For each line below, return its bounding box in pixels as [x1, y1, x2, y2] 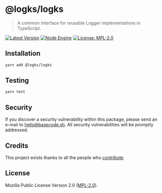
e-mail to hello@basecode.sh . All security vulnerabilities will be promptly [5, 122, 154, 128]
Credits [5, 141, 29, 150]
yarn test [5, 90, 26, 95]
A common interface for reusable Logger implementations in [17, 20, 141, 26]
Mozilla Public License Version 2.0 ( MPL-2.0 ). [5, 182, 98, 188]
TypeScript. [17, 25, 41, 31]
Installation [5, 49, 41, 58]
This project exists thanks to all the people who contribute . [5, 154, 125, 160]
